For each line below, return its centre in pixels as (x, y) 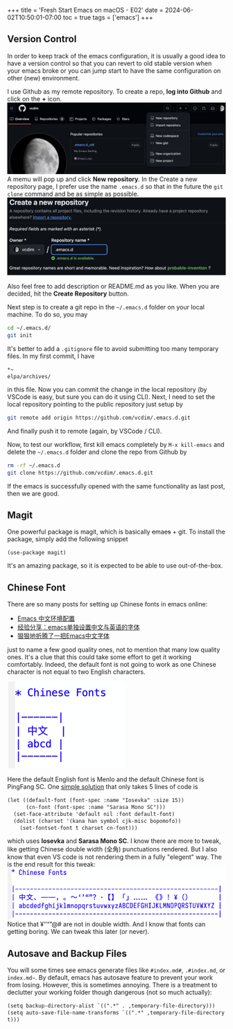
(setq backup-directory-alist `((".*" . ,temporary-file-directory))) (111, 1006)
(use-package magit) (37, 553)
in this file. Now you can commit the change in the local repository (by (107, 389)
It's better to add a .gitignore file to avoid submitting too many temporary (113, 348)
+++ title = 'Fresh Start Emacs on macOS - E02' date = (86, 10)
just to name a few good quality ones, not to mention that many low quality (114, 650)
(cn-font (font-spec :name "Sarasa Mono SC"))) (96, 808)
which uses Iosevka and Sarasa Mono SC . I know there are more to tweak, (114, 841)
